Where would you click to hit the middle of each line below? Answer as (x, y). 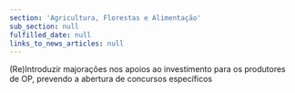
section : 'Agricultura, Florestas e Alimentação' (106, 18)
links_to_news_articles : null (67, 43)
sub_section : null (44, 26)
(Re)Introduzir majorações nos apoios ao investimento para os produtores (147, 69)
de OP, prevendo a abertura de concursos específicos (111, 79)
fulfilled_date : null (51, 35)
